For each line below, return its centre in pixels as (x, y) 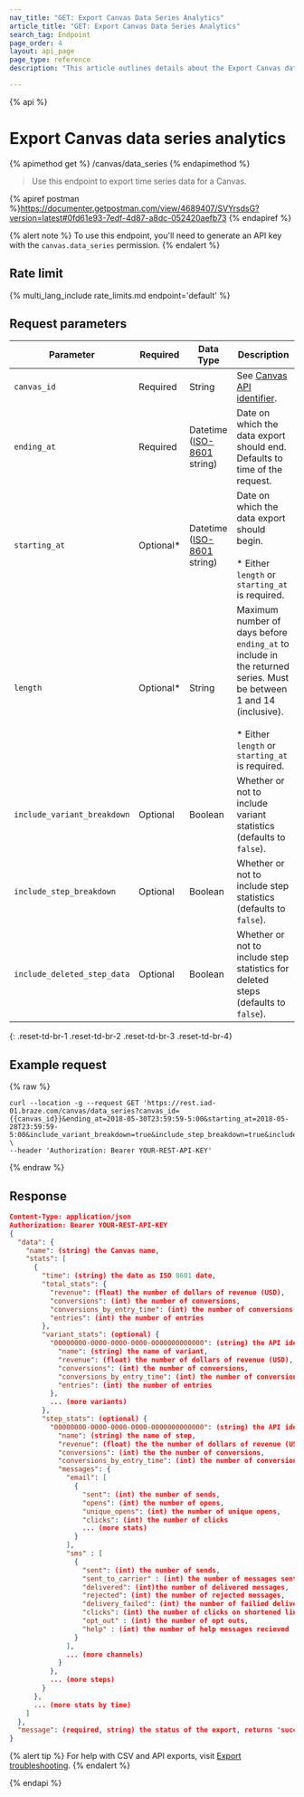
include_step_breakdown (65, 892)
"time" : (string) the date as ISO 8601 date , (129, 1276)
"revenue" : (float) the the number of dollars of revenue (169, 1444)
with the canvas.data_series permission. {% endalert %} (114, 244)
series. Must (263, 678)
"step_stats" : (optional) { (95, 1419)
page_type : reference (50, 60)
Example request (58, 1065)
